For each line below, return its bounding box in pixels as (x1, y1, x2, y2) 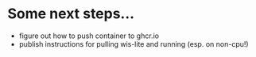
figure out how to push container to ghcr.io (18, 31, 160, 40)
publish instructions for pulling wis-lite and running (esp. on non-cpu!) (18, 39, 249, 48)
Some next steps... (7, 5, 135, 23)
